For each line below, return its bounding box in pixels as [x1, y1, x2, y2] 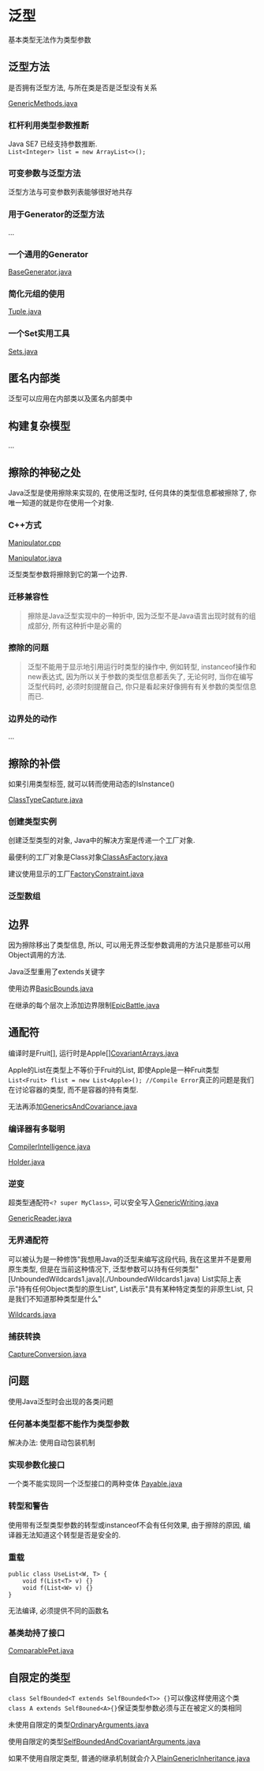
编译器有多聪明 [8, 1123, 65, 1135]
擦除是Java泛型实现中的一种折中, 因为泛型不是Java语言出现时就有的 [27, 610, 250, 621]
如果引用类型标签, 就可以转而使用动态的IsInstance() [8, 779, 175, 788]
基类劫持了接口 [8, 1627, 65, 1638]
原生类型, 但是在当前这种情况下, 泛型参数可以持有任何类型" [8, 1264, 199, 1274]
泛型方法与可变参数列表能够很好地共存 [8, 187, 132, 197]
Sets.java [8, 346, 38, 356]
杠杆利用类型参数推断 [8, 119, 89, 130]
